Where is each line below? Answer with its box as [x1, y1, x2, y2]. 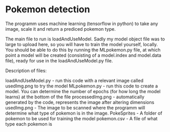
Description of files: [5, 68, 47, 74]
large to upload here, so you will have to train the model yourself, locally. [5, 41, 158, 47]
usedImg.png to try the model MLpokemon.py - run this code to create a [5, 83, 158, 89]
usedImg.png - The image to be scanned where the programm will [5, 104, 145, 111]
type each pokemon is [5, 121, 52, 127]
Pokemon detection [5, 4, 91, 15]
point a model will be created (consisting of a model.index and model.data [5, 52, 161, 58]
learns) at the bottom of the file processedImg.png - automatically [5, 94, 145, 100]
